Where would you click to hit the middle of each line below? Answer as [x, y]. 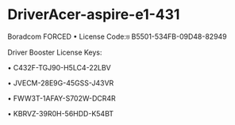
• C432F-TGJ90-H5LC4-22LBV [60, 67]
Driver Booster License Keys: [55, 52]
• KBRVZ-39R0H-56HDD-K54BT [61, 113]
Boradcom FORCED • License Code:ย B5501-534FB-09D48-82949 [117, 36]
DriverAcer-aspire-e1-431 [94, 15]
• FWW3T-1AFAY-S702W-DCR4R [62, 98]
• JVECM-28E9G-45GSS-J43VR [61, 83]
